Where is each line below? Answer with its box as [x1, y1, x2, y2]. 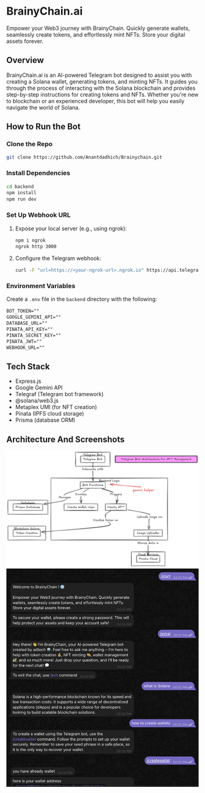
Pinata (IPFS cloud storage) [15, 410, 84, 418]
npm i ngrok [15, 237, 46, 244]
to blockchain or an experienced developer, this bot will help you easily [6, 97, 185, 104]
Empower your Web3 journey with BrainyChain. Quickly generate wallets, [6, 24, 190, 32]
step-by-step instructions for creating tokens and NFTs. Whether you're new [6, 90, 199, 98]
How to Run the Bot [6, 121, 81, 132]
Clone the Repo [6, 140, 53, 148]
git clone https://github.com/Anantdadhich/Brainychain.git [6, 154, 163, 161]
